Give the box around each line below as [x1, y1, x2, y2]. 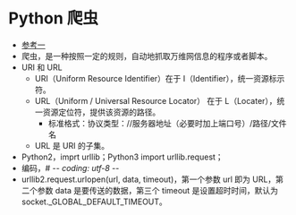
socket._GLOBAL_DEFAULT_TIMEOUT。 [21, 196, 167, 207]
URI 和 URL [21, 62, 63, 73]
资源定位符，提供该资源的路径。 [42, 107, 161, 117]
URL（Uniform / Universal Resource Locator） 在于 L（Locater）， [34, 95, 278, 106]
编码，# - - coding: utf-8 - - [21, 162, 120, 173]
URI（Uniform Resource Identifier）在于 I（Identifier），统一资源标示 [34, 73, 285, 83]
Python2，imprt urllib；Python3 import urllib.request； [21, 151, 224, 162]
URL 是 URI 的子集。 [34, 140, 109, 150]
